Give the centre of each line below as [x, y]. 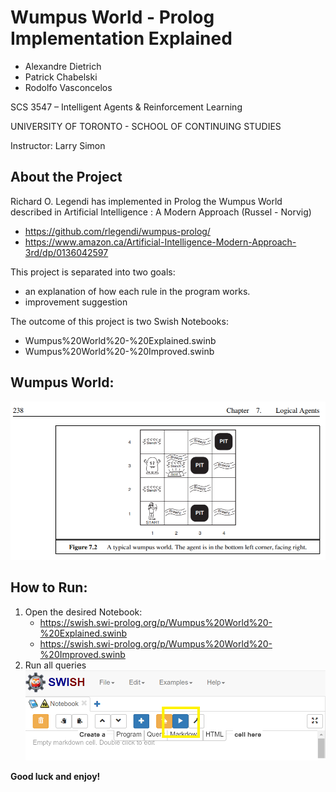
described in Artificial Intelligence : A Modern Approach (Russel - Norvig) [161, 212]
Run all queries [55, 665]
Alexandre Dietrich [63, 66]
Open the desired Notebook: [83, 612]
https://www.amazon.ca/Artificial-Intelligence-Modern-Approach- [160, 242]
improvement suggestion [76, 302]
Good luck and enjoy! [55, 776]
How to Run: [49, 587]
